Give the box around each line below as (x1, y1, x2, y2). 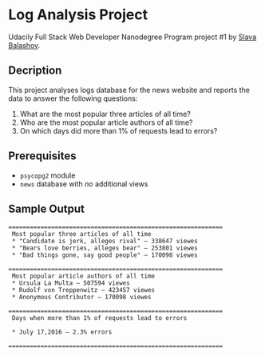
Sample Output (8, 202, 85, 215)
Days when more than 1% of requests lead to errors (11, 314, 188, 322)
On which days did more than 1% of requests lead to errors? (19, 126, 218, 135)
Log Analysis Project (8, 6, 148, 24)
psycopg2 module (19, 170, 76, 180)
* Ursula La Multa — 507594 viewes (11, 279, 130, 287)
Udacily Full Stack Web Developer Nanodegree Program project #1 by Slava (8, 32, 257, 42)
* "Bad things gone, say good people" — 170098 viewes (11, 251, 198, 259)
